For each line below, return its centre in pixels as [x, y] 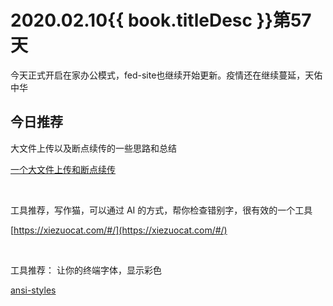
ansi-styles [33, 290]
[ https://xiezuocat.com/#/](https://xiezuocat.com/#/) [119, 230]
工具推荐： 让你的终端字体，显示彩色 [86, 270]
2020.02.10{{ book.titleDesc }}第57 [161, 20]
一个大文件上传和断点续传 [63, 169]
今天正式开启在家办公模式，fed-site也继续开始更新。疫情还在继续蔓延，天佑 [166, 75]
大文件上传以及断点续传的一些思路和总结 [93, 148]
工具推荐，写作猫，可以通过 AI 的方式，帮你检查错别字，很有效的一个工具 [161, 210]
